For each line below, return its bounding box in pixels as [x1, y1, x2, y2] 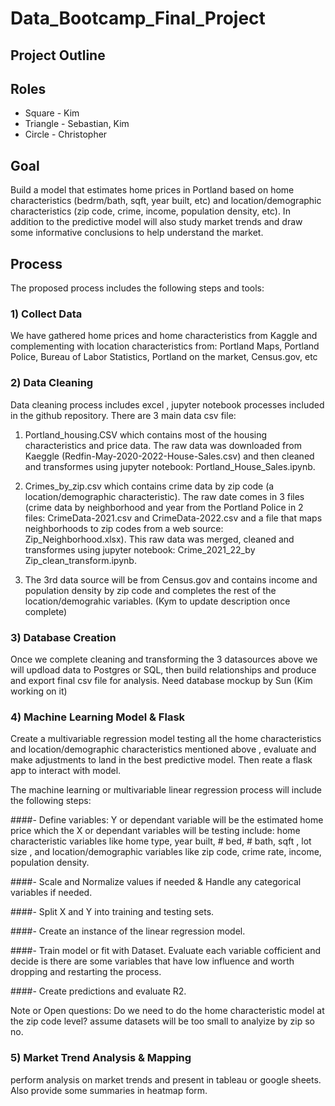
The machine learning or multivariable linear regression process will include [10, 784, 322, 796]
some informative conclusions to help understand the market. [10, 227, 264, 239]
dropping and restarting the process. [10, 966, 162, 978]
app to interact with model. [10, 765, 122, 777]
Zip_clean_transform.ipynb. [24, 554, 137, 566]
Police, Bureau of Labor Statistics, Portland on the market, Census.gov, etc [10, 351, 318, 363]
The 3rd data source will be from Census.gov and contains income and [24, 573, 318, 586]
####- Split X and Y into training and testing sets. [10, 906, 215, 918]
